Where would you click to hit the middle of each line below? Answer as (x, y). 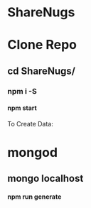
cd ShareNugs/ (42, 71)
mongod (33, 153)
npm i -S (22, 91)
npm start (22, 108)
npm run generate (34, 197)
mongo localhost (45, 179)
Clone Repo (42, 45)
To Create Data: (30, 124)
